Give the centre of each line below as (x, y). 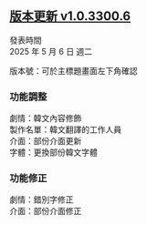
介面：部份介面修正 (46, 211)
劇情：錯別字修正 (42, 199)
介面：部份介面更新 (46, 141)
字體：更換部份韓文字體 (53, 152)
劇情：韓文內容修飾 (46, 118)
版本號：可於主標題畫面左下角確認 (73, 70)
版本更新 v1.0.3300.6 (70, 16)
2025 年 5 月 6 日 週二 (51, 51)
